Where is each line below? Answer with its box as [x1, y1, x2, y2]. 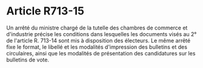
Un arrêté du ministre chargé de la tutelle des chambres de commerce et [6, 24, 188, 31]
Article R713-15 [6, 4, 85, 18]
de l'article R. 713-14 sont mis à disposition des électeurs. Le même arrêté [6, 37, 191, 44]
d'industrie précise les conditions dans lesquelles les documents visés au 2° [6, 30, 197, 37]
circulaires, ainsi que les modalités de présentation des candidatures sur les [6, 49, 196, 57]
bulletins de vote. [6, 56, 50, 63]
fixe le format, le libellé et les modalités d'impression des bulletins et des [6, 43, 188, 51]
